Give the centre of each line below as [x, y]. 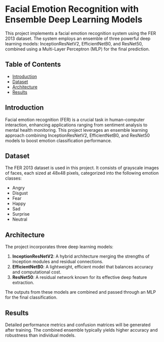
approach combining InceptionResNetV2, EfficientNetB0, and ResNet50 [78, 135]
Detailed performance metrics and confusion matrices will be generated [78, 325]
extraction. [23, 283]
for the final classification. [31, 298]
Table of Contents [33, 64]
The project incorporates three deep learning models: [59, 247]
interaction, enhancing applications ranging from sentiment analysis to [76, 125]
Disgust [20, 193]
